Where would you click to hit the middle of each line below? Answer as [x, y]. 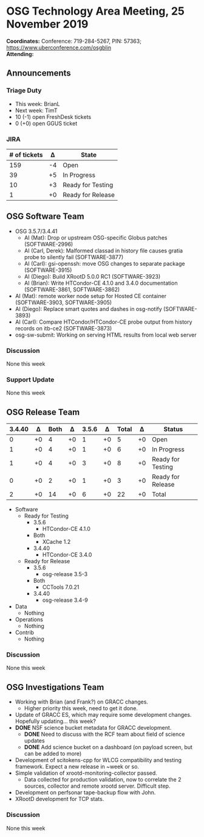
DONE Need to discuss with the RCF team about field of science [104, 734]
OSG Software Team [45, 217]
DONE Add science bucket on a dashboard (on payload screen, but [108, 747]
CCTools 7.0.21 [61, 587]
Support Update [30, 379]
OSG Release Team [43, 412]
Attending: [20, 54]
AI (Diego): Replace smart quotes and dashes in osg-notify [88, 308]
